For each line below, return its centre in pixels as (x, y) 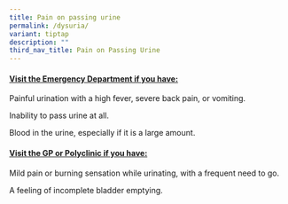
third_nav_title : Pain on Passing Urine (85, 51)
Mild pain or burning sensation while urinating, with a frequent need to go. (144, 173)
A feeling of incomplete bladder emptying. (86, 190)
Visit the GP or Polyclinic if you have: (78, 153)
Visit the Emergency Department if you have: (94, 78)
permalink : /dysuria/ (49, 26)
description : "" (39, 42)
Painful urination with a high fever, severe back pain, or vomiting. (128, 98)
